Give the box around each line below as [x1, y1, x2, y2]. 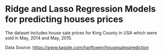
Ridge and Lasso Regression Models [5, 3, 156, 15]
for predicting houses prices [5, 14, 124, 25]
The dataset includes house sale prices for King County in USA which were [5, 30, 157, 36]
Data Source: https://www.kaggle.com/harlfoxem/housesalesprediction [5, 44, 149, 50]
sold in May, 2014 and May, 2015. [5, 35, 73, 41]
